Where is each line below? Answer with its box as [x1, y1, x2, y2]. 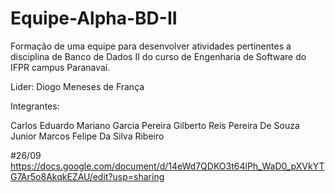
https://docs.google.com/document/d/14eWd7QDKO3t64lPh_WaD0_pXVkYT [10, 160, 325, 172]
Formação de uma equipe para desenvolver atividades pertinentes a [10, 40, 292, 52]
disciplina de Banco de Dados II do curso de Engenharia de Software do [10, 50, 307, 62]
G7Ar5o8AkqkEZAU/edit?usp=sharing [10, 170, 165, 182]
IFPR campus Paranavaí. [10, 61, 111, 73]
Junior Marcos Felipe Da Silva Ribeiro [10, 130, 165, 142]
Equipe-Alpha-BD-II [10, 7, 178, 30]
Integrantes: [10, 100, 60, 112]
